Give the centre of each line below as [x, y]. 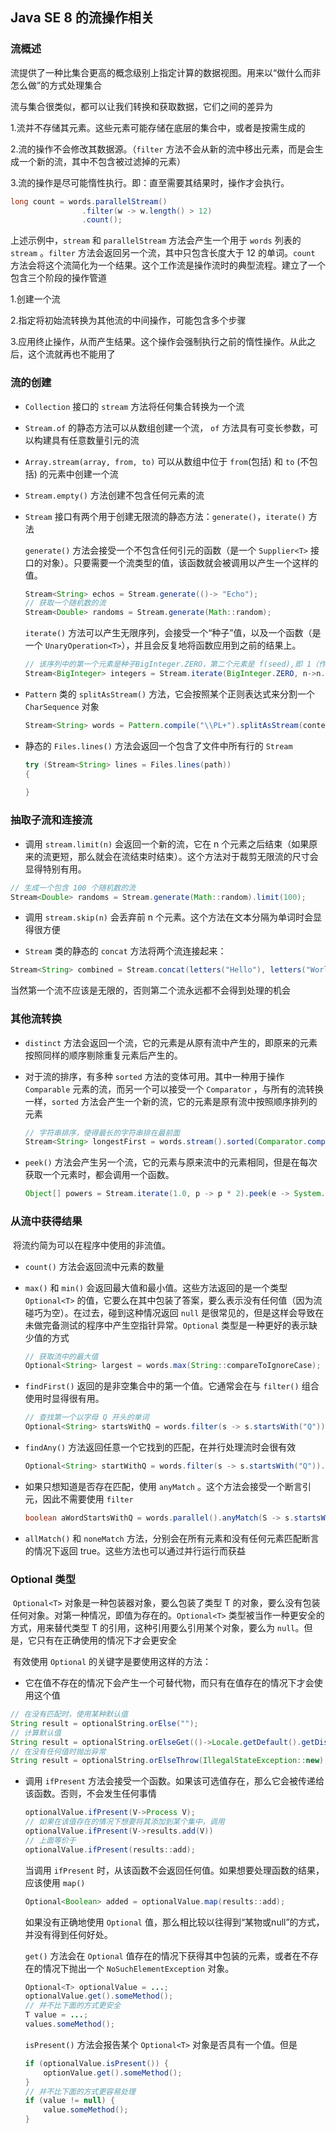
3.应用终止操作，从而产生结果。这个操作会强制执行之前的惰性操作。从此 [159, 342]
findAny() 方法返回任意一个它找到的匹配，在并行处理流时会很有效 [160, 1447]
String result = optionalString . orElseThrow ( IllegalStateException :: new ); [169, 1761]
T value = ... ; [56, 2015]
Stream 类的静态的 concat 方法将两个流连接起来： [125, 951]
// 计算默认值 [36, 1733]
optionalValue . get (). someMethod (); [99, 1996]
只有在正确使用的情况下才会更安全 [106, 1640]
